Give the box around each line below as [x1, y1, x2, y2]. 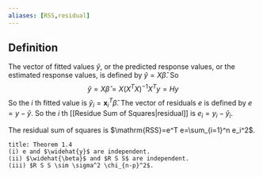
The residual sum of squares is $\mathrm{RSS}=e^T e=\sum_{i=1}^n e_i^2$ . [8, 125, 256, 135]
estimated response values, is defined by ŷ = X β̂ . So [8, 71, 179, 80]
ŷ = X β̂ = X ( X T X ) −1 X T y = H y [87, 83, 179, 94]
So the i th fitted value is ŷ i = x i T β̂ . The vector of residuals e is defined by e [8, 97, 253, 110]
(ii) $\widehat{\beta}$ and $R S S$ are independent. [8, 155, 190, 163]
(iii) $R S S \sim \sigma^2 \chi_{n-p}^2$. [8, 162, 154, 170]
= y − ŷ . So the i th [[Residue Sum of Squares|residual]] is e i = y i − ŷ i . [8, 108, 234, 120]
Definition [8, 41, 58, 55]
